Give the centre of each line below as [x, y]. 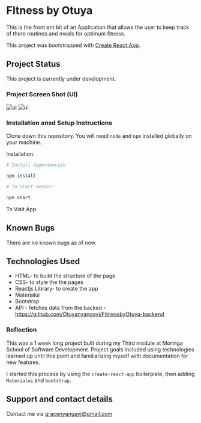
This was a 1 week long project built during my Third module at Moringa [94, 343]
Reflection [22, 330]
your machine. [24, 143]
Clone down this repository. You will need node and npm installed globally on [99, 136]
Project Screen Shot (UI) [42, 94]
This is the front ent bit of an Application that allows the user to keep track [98, 27]
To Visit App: [22, 209]
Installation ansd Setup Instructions [59, 123]
